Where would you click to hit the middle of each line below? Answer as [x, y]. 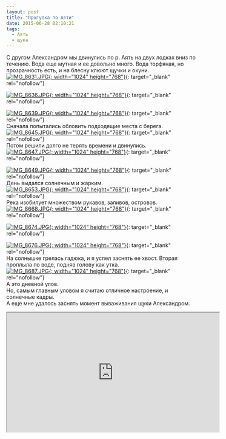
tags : [13, 29]
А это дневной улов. [32, 284]
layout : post [23, 12]
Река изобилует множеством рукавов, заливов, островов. [82, 202]
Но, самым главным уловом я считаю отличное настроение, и [87, 290]
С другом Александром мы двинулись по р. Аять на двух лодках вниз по [101, 57]
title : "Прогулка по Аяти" [40, 18]
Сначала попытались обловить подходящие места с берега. [85, 126]
